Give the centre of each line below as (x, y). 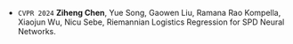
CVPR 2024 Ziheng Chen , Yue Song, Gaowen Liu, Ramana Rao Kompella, (149, 13)
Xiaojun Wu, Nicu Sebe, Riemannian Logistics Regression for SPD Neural (151, 22)
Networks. (37, 31)
